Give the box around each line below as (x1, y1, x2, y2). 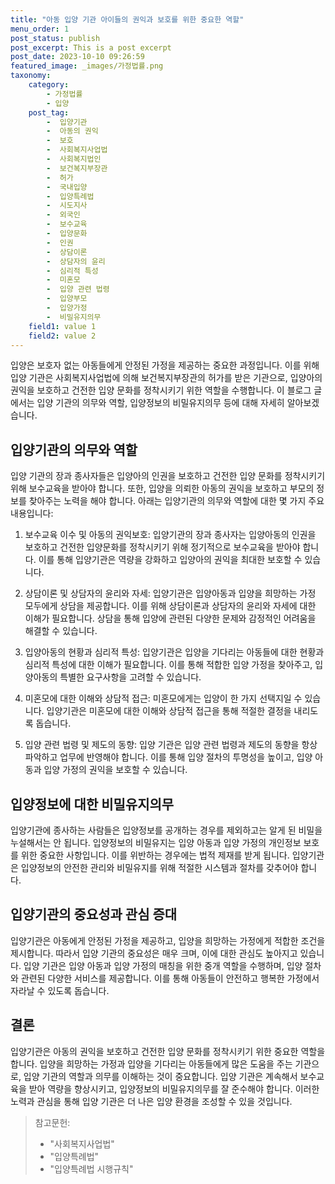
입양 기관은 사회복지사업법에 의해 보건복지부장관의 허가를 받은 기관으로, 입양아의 (10, 372, 323, 384)
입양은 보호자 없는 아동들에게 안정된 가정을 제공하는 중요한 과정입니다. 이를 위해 (10, 359, 320, 371)
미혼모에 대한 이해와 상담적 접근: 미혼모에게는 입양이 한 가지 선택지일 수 (24, 692, 303, 705)
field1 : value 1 (28, 321, 97, 331)
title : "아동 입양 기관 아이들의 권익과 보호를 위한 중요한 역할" (10, 14, 245, 25)
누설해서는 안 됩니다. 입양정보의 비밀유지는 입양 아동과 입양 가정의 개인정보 (10, 837, 302, 848)
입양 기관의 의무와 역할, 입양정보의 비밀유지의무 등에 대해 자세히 (36, 397, 285, 409)
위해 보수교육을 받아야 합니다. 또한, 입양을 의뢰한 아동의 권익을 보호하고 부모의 (10, 482, 315, 495)
